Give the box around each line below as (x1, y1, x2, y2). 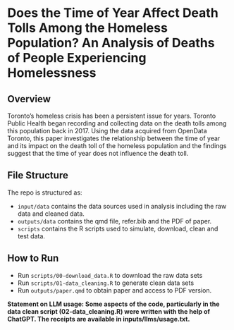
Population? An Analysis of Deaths (7, 35, 215, 51)
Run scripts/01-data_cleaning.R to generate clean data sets (17, 279, 195, 287)
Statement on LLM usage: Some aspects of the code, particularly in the (7, 300, 220, 308)
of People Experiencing (7, 50, 147, 66)
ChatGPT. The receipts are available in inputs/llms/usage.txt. (7, 314, 190, 323)
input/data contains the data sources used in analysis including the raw (17, 202, 227, 210)
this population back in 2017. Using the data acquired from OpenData (7, 127, 207, 135)
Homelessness (7, 65, 97, 81)
